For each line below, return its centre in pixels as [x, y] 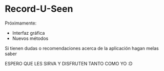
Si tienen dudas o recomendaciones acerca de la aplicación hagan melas [82, 48]
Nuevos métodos [30, 38]
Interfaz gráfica [28, 33]
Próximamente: [21, 23]
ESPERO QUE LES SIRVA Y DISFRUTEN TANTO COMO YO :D [69, 63]
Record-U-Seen [39, 9]
